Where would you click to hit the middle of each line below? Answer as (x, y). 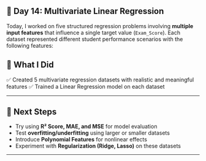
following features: (30, 45)
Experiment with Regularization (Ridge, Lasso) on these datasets (98, 146)
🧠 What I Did (30, 65)
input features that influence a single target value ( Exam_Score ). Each (93, 32)
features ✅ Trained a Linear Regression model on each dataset (86, 86)
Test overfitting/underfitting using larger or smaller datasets (93, 133)
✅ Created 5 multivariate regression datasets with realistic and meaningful (100, 80)
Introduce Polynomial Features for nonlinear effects (81, 140)
